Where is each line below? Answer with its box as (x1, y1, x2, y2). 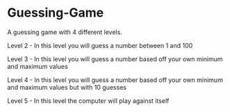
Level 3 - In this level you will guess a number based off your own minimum (7, 54, 224, 63)
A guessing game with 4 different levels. (7, 28, 123, 36)
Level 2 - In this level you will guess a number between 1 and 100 (7, 41, 193, 49)
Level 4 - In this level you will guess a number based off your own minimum (7, 75, 224, 84)
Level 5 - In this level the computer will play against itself (7, 96, 170, 105)
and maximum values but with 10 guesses (7, 83, 127, 91)
